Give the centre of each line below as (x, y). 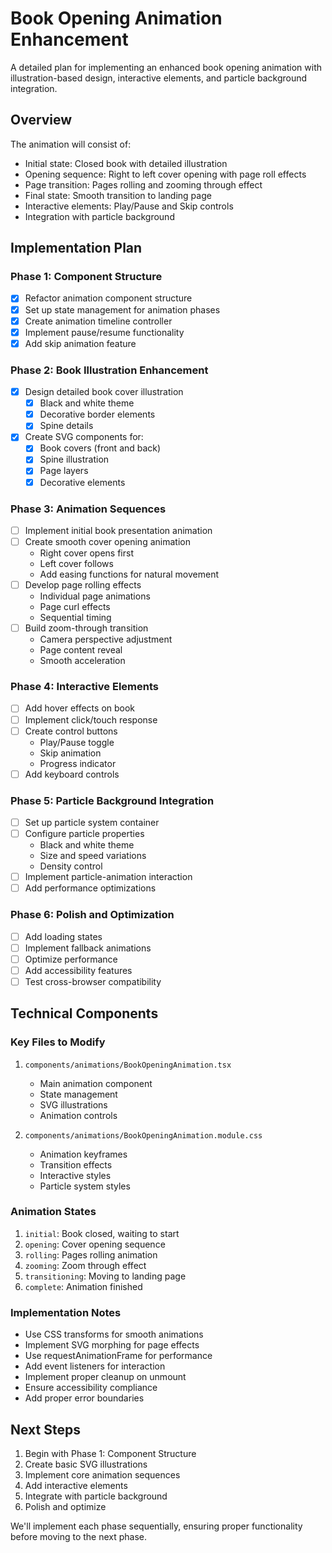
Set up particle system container (92, 822)
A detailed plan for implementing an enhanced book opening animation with (166, 67)
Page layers (64, 471)
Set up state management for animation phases (122, 309)
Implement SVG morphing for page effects (112, 1345)
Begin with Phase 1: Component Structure (110, 1453)
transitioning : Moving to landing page (105, 1276)
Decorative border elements (97, 414)
